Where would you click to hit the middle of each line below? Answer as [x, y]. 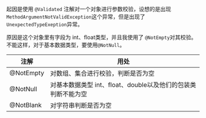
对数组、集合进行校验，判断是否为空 [102, 73]
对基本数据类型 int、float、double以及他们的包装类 [123, 85]
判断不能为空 [69, 94]
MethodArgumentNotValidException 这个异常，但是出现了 [76, 17]
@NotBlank [25, 105]
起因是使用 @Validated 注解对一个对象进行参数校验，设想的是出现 [89, 9]
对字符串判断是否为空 [81, 105]
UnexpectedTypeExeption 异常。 [45, 24]
